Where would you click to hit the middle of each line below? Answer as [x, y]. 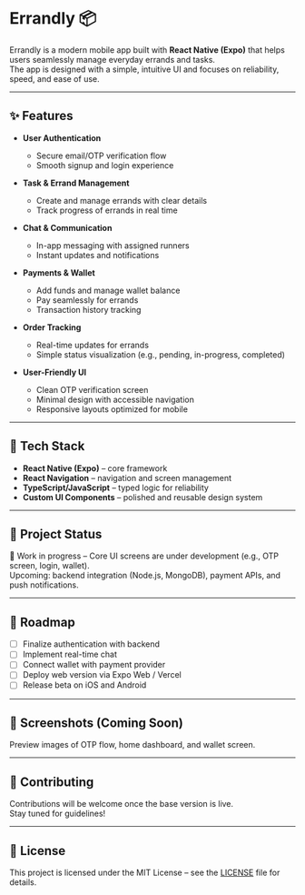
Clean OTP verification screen [92, 389]
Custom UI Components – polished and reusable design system [143, 497]
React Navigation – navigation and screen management [127, 478]
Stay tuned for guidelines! [58, 814]
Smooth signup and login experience [105, 165]
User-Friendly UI [54, 372]
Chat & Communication [67, 227]
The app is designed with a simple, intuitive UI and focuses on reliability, [144, 69]
